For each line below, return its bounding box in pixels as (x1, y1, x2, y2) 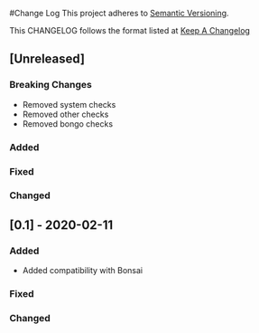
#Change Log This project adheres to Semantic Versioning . (9, 8, 229, 18)
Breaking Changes (9, 79, 93, 91)
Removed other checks (22, 109, 109, 119)
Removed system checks (22, 99, 116, 109)
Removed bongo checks (22, 118, 114, 129)
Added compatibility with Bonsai (22, 265, 143, 276)
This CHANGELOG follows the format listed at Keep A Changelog (9, 25, 251, 35)
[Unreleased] (9, 52, 86, 67)
